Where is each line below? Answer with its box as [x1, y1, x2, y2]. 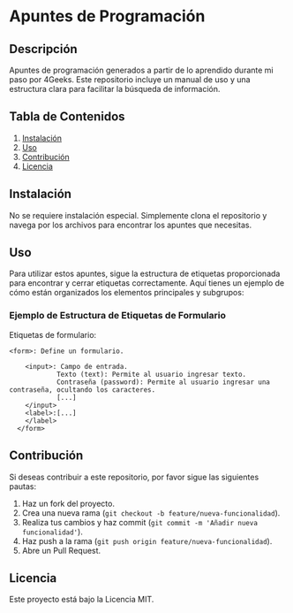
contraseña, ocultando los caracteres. [9, 385, 156, 395]
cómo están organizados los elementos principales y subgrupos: [9, 287, 244, 298]
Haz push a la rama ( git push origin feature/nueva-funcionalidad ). [21, 535, 273, 546]
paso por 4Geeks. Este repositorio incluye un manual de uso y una [9, 74, 251, 85]
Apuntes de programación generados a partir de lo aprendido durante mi [9, 65, 274, 75]
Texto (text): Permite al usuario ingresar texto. [56, 370, 247, 379]
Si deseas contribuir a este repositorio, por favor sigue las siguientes [9, 471, 259, 482]
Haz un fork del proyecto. [21, 498, 115, 509]
